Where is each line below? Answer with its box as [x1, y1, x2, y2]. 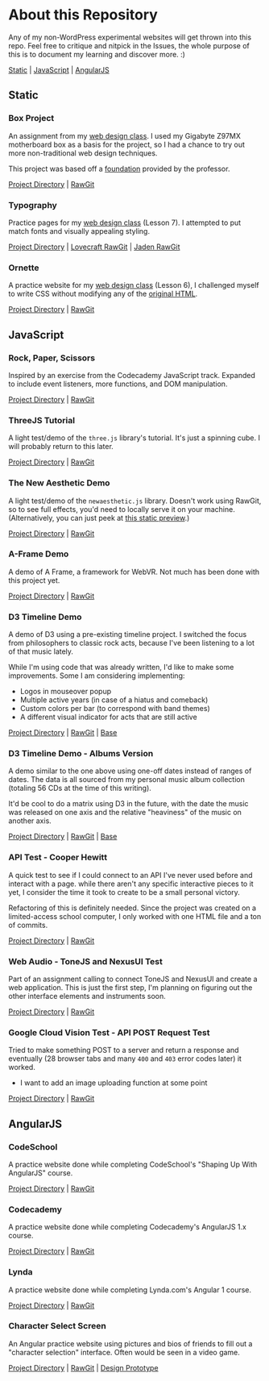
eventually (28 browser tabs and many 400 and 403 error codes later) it [8, 1054, 242, 1063]
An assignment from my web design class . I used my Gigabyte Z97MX [8, 131, 242, 140]
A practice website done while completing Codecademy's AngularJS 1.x [8, 1222, 247, 1232]
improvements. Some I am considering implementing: [8, 671, 185, 680]
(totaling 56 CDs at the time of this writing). [8, 784, 151, 793]
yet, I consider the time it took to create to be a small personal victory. [8, 887, 240, 896]
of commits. [8, 920, 48, 930]
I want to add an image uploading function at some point [19, 1078, 208, 1088]
